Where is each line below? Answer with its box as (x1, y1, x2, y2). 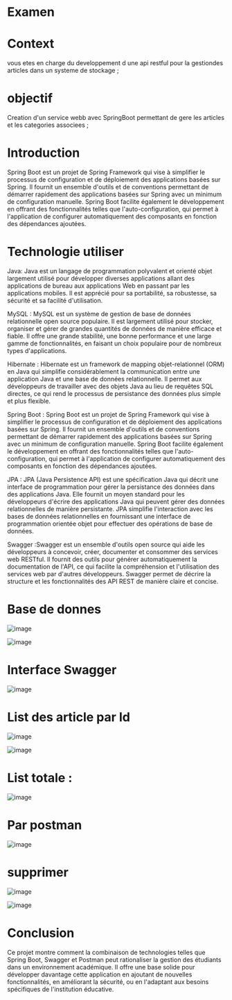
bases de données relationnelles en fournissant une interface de (7, 512, 191, 520)
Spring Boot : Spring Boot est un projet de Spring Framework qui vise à (7, 410, 210, 418)
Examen (7, 4, 55, 20)
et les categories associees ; (7, 121, 89, 129)
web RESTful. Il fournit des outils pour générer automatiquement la (7, 555, 197, 563)
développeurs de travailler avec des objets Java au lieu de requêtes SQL (7, 382, 214, 390)
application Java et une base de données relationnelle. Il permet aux (7, 374, 202, 383)
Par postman (7, 817, 82, 833)
